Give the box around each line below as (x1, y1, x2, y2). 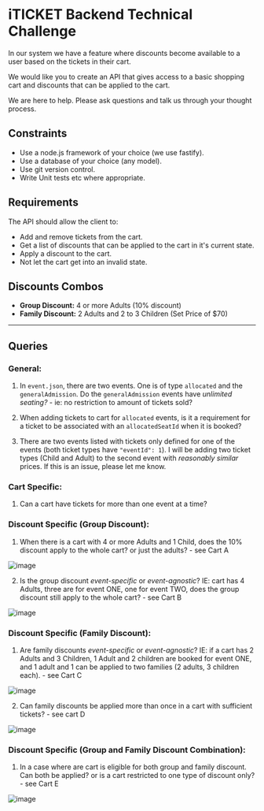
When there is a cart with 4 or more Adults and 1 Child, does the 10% (19, 537, 243, 546)
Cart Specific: (8, 481, 63, 492)
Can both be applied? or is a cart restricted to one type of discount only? (19, 771, 255, 780)
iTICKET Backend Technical (8, 6, 193, 24)
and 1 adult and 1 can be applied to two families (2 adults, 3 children (19, 662, 240, 671)
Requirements (8, 195, 79, 210)
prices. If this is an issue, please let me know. (19, 462, 167, 471)
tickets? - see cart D (19, 709, 86, 719)
